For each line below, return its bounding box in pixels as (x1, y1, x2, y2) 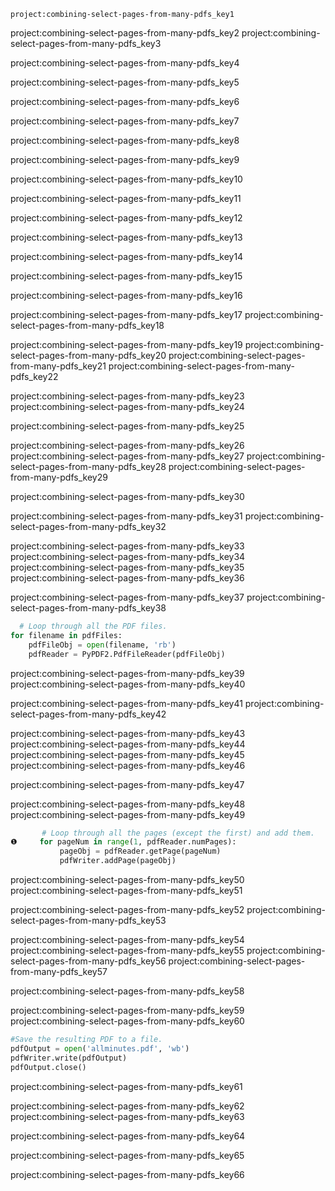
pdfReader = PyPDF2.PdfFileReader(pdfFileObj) (28, 649, 226, 659)
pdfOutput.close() (10, 1062, 87, 1072)
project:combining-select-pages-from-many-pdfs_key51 (10, 885, 243, 896)
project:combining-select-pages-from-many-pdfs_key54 (10, 934, 245, 945)
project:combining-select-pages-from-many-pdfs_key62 (10, 1100, 245, 1112)
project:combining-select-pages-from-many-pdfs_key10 (10, 173, 243, 185)
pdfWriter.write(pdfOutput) (10, 1053, 128, 1063)
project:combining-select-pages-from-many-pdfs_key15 (10, 270, 243, 282)
